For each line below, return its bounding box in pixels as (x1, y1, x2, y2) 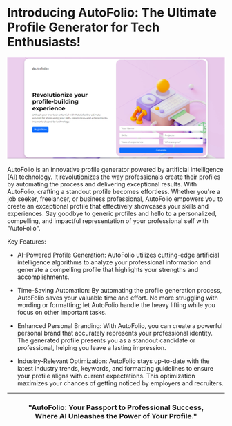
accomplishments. (17, 273, 70, 281)
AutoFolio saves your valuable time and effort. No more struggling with (17, 293, 219, 302)
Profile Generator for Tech (7, 19, 160, 35)
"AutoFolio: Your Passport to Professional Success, (28, 403, 204, 412)
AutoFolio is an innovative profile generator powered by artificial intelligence (7, 165, 224, 173)
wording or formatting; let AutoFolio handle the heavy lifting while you (17, 300, 215, 309)
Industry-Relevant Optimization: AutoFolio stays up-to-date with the (17, 357, 210, 365)
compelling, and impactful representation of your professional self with (7, 216, 209, 225)
